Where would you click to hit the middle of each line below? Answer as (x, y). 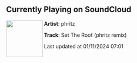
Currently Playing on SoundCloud (69, 10)
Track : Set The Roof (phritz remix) (85, 35)
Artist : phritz (59, 23)
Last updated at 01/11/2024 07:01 (83, 46)
